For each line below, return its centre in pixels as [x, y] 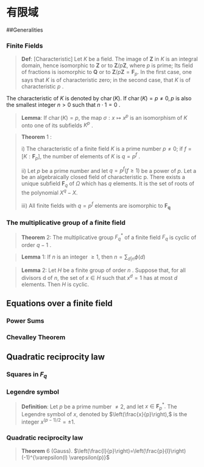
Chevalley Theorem [36, 337]
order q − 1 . [36, 245]
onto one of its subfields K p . [57, 125]
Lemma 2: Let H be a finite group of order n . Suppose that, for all [103, 270]
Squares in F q [27, 375]
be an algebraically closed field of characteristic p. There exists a [103, 177]
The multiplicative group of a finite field [66, 222]
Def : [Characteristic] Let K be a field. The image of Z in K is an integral [109, 59]
